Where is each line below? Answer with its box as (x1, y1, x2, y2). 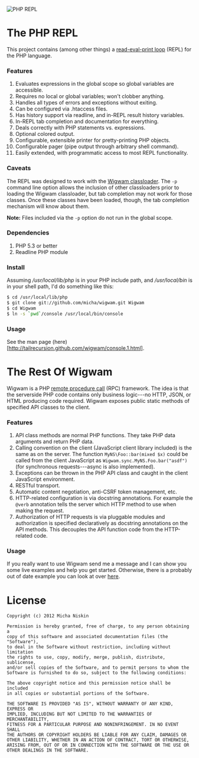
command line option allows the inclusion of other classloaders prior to (6, 184, 180, 191)
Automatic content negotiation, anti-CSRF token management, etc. (15, 488, 177, 496)
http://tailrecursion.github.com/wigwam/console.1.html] (8, 344, 143, 352)
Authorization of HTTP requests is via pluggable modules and (15, 513, 165, 520)
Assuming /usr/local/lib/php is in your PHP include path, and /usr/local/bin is (6, 276, 193, 284)
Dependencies (6, 229, 50, 237)
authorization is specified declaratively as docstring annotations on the (15, 520, 188, 527)
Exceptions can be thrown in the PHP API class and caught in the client (15, 470, 188, 477)
